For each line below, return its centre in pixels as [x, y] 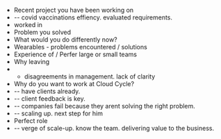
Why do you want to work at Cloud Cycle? [74, 84]
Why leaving [32, 62]
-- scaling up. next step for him [58, 113]
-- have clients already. [47, 91]
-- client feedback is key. [49, 99]
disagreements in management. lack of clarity [90, 76]
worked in [28, 25]
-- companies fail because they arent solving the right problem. [105, 106]
